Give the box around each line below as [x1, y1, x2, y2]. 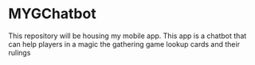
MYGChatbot [8, 5, 97, 23]
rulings [8, 48, 31, 57]
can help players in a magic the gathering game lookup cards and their [8, 39, 241, 48]
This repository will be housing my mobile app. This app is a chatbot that [8, 31, 247, 40]
